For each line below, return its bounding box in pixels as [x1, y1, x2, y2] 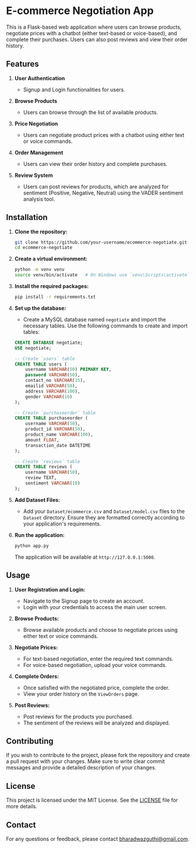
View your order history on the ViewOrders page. [23, 690, 139, 697]
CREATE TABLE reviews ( [14, 464, 73, 470]
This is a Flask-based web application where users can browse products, [6, 23, 182, 30]
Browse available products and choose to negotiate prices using [23, 626, 178, 633]
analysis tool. [23, 195, 55, 203]
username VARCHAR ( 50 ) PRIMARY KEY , [25, 367, 112, 372]
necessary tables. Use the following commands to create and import [23, 322, 188, 329]
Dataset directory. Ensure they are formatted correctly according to [23, 514, 185, 521]
